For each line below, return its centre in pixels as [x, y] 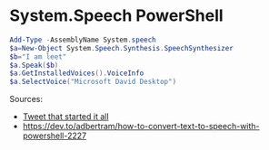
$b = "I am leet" [38, 56]
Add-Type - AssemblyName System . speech [83, 40]
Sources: [26, 99]
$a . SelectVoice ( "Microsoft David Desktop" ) [93, 82]
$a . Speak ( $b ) [34, 65]
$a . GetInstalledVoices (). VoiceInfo [77, 73]
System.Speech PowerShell [117, 16]
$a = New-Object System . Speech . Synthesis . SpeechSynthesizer [121, 48]
